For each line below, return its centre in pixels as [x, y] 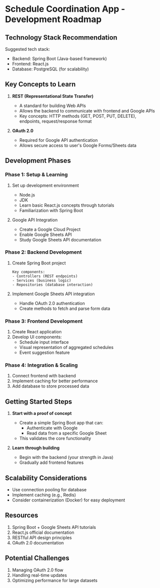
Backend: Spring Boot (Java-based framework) [59, 59]
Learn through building [36, 448]
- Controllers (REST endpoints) [45, 276]
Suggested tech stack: [27, 49]
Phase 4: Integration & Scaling [41, 365]
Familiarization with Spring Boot [51, 210]
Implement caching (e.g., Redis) [44, 495]
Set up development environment [45, 185]
